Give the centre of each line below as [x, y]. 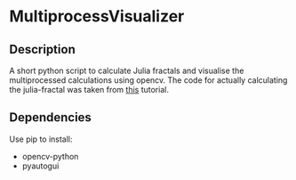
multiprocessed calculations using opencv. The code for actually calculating [148, 80]
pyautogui [40, 166]
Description [42, 49]
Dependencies [50, 118]
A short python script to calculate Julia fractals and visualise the [127, 70]
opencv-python [50, 156]
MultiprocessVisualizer [97, 16]
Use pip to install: [41, 139]
